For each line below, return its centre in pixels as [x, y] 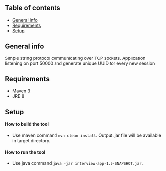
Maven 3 [21, 91]
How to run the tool [25, 152]
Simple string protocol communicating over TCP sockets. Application [75, 58]
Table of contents [33, 8]
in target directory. [31, 141]
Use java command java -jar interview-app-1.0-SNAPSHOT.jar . [78, 163]
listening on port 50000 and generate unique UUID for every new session [80, 63]
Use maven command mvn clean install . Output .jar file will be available [86, 135]
